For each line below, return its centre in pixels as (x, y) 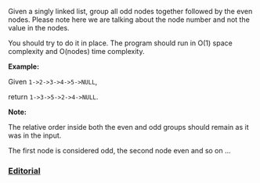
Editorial (24, 170)
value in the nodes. (39, 28)
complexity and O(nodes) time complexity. (76, 51)
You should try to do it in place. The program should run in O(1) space (120, 43)
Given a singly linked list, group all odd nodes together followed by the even (130, 11)
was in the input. (35, 135)
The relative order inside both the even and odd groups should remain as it (128, 127)
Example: (24, 66)
